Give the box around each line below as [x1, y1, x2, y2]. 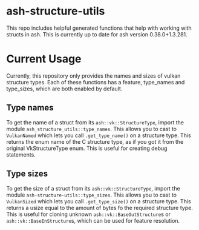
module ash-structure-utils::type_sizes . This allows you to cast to [6, 191, 177, 198]
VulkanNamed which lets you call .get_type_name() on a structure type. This [6, 132, 192, 139]
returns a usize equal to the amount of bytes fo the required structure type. [6, 204, 194, 211]
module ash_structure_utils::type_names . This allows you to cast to [6, 125, 177, 132]
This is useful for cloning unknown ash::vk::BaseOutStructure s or [6, 211, 171, 218]
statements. [6, 151, 36, 158]
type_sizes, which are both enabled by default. [6, 85, 123, 92]
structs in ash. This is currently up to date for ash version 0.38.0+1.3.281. [6, 30, 188, 38]
